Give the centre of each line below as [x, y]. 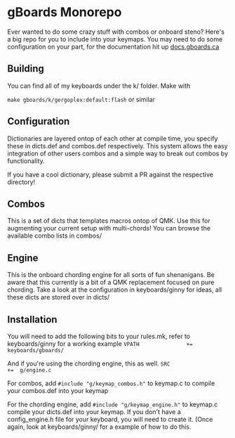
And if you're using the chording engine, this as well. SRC [89, 363]
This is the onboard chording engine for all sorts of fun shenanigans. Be [111, 275]
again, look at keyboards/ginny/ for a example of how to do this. [99, 427]
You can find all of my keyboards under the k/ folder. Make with [99, 86]
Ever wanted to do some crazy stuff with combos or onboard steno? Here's [116, 32]
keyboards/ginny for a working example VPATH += [100, 344]
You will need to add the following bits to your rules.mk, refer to [99, 336]
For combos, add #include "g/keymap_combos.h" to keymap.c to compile [111, 383]
